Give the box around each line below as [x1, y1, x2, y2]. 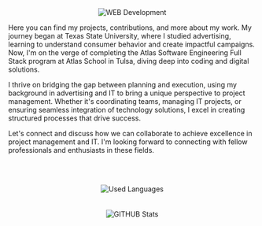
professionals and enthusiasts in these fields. [8, 146, 155, 154]
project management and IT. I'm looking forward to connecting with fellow [8, 137, 248, 146]
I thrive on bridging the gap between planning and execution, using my [8, 80, 238, 89]
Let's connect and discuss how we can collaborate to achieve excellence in [8, 129, 253, 138]
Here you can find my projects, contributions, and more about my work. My [8, 23, 252, 32]
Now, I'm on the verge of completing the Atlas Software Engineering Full [8, 48, 242, 57]
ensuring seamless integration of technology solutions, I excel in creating [8, 106, 245, 114]
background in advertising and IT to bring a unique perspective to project [8, 88, 245, 98]
